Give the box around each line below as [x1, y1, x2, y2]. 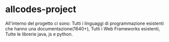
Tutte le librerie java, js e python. [5, 31, 73, 37]
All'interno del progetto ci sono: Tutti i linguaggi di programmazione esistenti [5, 20, 164, 26]
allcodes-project [5, 4, 77, 15]
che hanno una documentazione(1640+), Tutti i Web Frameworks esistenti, [5, 25, 160, 31]
